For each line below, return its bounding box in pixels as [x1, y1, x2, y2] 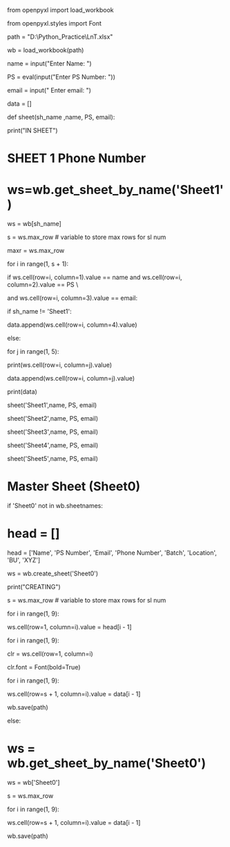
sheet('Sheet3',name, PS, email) [7, 428, 99, 436]
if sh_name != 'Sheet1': [7, 307, 73, 316]
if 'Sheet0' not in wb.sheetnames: [7, 502, 104, 510]
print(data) [7, 388, 38, 396]
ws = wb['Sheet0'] [7, 778, 60, 786]
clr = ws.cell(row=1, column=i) [7, 649, 93, 658]
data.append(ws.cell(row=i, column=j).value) [7, 374, 135, 383]
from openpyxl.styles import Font [7, 19, 102, 27]
